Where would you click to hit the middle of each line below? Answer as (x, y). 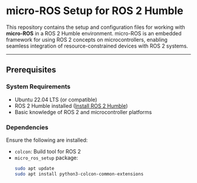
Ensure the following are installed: (47, 140)
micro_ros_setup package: (46, 158)
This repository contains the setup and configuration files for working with (96, 27)
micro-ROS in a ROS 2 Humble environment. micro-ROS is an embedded (94, 33)
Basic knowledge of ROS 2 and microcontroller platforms (83, 112)
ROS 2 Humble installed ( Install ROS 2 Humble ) (71, 106)
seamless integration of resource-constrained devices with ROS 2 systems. (97, 46)
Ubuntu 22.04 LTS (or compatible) (56, 99)
